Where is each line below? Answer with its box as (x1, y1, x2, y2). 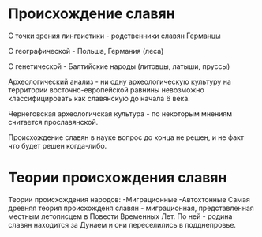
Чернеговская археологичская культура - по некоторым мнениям (8, 108, 233, 118)
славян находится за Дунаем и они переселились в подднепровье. (8, 220, 237, 229)
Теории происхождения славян (8, 169, 227, 186)
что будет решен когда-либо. (8, 141, 107, 150)
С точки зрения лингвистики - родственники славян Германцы (8, 31, 221, 40)
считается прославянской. (8, 117, 99, 126)
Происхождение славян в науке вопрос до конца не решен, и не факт (8, 132, 245, 142)
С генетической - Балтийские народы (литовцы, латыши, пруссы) (8, 61, 230, 71)
